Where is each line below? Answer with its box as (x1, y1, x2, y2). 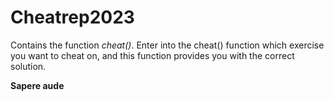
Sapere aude (10, 79, 65, 91)
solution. (10, 60, 47, 72)
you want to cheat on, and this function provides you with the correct (10, 49, 295, 61)
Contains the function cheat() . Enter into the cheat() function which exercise (10, 39, 325, 51)
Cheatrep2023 (10, 6, 135, 29)
